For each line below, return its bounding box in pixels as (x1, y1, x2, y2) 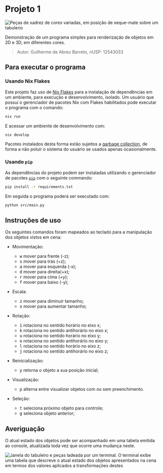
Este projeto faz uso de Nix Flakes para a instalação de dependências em (5, 89, 153, 95)
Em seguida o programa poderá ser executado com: (5, 193, 110, 199)
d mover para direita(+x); (19, 269, 70, 275)
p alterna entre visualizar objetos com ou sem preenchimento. (19, 386, 144, 392)
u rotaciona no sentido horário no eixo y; (19, 333, 101, 338)
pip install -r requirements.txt (5, 184, 73, 189)
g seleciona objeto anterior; (19, 410, 75, 416)
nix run (5, 114, 21, 119)
